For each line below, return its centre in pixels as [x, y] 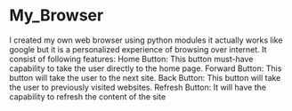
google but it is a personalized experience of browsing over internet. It [138, 49]
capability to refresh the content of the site [88, 96]
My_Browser [57, 16]
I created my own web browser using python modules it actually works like [146, 40]
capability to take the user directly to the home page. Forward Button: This [146, 68]
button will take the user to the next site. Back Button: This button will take [145, 77]
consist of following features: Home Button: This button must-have [131, 59]
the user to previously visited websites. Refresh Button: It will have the [138, 87]
